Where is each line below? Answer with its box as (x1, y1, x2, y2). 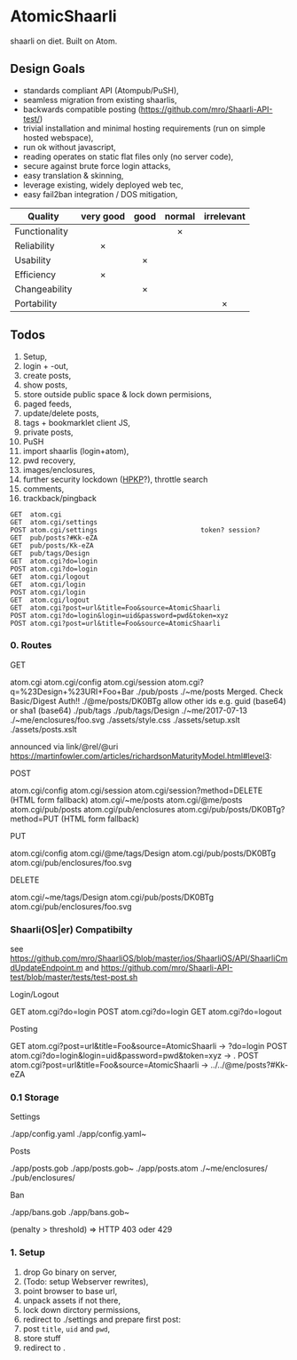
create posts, (22, 370, 72, 380)
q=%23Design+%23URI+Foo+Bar (10, 686, 135, 697)
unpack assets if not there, (22, 1295, 121, 1306)
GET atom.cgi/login (10, 580, 87, 588)
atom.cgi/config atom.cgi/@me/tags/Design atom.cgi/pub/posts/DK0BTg (10, 847, 277, 859)
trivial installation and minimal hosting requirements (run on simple (22, 123, 266, 133)
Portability (14, 297, 58, 309)
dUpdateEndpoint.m (10, 963, 83, 973)
